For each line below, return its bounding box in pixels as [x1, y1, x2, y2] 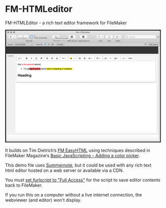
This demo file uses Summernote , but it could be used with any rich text [5, 162, 152, 168]
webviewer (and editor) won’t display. [5, 197, 82, 203]
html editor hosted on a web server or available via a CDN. [5, 167, 124, 173]
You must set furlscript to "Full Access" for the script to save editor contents [5, 177, 161, 183]
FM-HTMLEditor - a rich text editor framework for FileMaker [5, 20, 127, 26]
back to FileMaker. [5, 182, 43, 188]
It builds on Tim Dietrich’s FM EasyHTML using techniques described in [5, 147, 151, 153]
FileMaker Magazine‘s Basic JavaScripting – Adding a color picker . [5, 152, 140, 159]
